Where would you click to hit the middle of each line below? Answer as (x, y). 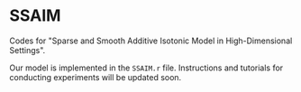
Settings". (27, 50)
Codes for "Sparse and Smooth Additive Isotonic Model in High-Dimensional (151, 41)
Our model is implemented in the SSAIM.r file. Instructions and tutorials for (146, 68)
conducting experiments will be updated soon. (96, 77)
